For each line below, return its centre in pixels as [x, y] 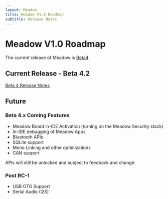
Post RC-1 [18, 175]
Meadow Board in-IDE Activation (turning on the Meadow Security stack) [88, 126]
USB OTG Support [31, 186]
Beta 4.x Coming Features [38, 115]
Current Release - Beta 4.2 [48, 73]
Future [16, 101]
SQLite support [28, 142]
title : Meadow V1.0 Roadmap [35, 14]
